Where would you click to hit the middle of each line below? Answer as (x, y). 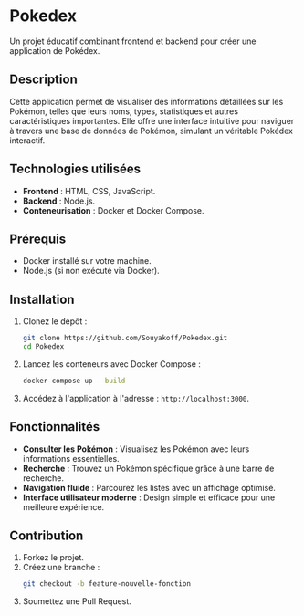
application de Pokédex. (55, 50)
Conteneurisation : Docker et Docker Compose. (113, 210)
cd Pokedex (43, 347)
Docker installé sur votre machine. (87, 261)
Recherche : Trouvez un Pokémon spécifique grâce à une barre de (148, 468)
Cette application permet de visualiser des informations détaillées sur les (147, 101)
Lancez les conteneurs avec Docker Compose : (111, 364)
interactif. (27, 140)
